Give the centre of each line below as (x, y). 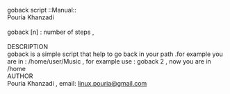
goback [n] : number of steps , (51, 32)
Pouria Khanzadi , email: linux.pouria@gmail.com (77, 83)
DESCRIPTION (28, 47)
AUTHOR (20, 76)
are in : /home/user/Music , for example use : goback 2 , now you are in (109, 61)
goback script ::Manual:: (42, 10)
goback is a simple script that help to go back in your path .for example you (115, 54)
